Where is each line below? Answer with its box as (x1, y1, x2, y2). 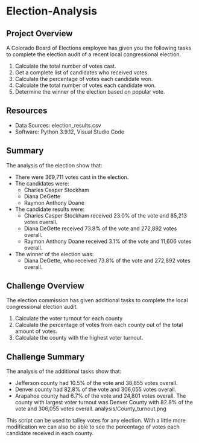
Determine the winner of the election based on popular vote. (14, 88, 165, 95)
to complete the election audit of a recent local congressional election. (6, 51, 182, 58)
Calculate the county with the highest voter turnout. (14, 334, 144, 341)
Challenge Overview (6, 281, 84, 291)
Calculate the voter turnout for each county (14, 315, 123, 322)
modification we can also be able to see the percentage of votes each (6, 423, 180, 430)
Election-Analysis (6, 4, 98, 18)
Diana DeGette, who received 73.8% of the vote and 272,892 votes (24, 257, 191, 264)
